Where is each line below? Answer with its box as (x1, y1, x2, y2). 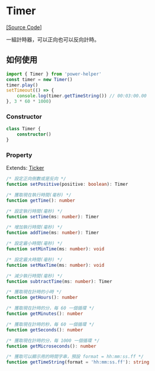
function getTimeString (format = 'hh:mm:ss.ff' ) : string (6, 359, 150, 365)
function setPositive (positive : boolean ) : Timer (6, 182, 128, 188)
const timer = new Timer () (6, 76, 73, 82)
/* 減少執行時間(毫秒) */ (6, 273, 63, 279)
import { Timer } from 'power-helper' (6, 71, 102, 77)
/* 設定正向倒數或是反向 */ (6, 176, 66, 182)
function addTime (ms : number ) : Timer (6, 230, 99, 236)
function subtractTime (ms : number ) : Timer (6, 278, 112, 285)
